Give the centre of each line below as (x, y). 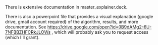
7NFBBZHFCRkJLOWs (28, 32)
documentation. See (26, 27)
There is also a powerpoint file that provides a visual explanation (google (79, 16)
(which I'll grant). (22, 37)
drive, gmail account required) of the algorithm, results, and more (72, 22)
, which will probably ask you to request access (100, 32)
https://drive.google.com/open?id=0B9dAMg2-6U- (100, 27)
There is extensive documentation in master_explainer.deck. (66, 7)
